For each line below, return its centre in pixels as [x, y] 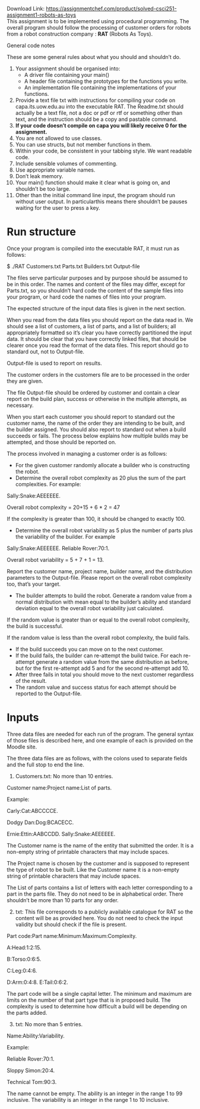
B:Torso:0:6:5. [24, 959]
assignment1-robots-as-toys [42, 15]
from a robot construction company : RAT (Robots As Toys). [80, 34]
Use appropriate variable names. [55, 170]
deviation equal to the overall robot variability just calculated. [90, 608]
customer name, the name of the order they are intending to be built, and [96, 423]
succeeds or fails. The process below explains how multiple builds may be [98, 436]
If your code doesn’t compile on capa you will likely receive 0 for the [101, 125]
